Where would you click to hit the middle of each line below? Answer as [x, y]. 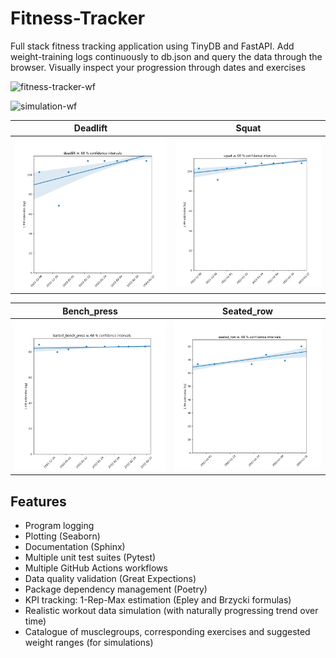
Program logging [59, 526]
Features [38, 501]
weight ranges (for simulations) [89, 643]
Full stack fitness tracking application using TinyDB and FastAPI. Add [152, 46]
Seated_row [247, 311]
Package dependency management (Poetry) [116, 589]
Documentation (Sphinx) [75, 547]
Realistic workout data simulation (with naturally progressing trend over [171, 611]
